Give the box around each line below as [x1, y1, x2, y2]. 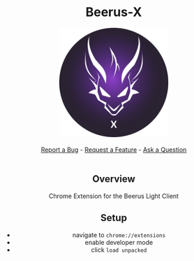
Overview [91, 173, 136, 185]
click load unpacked [91, 246, 147, 254]
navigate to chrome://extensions [72, 230, 166, 239]
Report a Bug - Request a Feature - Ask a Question [40, 145, 187, 154]
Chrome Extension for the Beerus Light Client [48, 192, 179, 200]
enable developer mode [84, 238, 154, 246]
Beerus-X [85, 4, 142, 20]
